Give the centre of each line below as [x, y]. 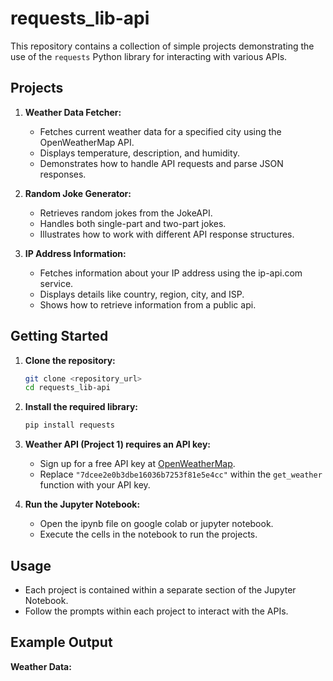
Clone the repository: [70, 360]
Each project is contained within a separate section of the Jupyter [160, 590]
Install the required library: [81, 407]
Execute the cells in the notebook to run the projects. [148, 534]
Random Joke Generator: [78, 193]
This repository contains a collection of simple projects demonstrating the [162, 46]
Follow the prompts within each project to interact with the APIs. [156, 611]
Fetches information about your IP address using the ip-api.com [171, 273]
